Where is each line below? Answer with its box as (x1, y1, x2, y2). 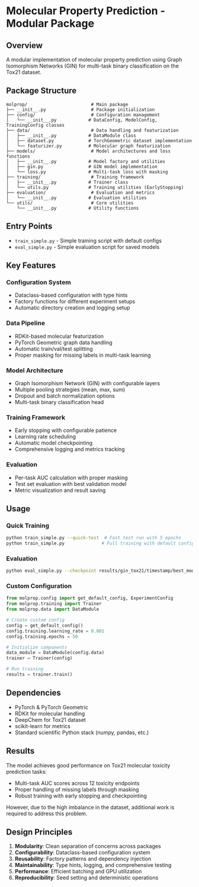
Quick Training (6, 521, 49, 530)
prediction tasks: (6, 768, 47, 775)
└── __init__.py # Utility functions (17, 205, 139, 211)
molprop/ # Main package (6, 101, 129, 107)
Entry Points (6, 221, 53, 232)
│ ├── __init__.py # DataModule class (6, 132, 136, 139)
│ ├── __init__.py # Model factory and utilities (6, 158, 166, 164)
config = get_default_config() (6, 622, 84, 629)
